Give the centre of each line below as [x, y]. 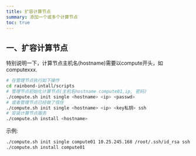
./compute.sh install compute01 [45, 148]
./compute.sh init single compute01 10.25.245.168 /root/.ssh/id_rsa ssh [98, 142]
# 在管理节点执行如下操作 [33, 81]
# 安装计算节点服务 [26, 113]
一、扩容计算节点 [37, 48]
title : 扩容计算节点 [28, 11]
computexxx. [22, 70]
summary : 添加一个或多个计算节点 [42, 17]
